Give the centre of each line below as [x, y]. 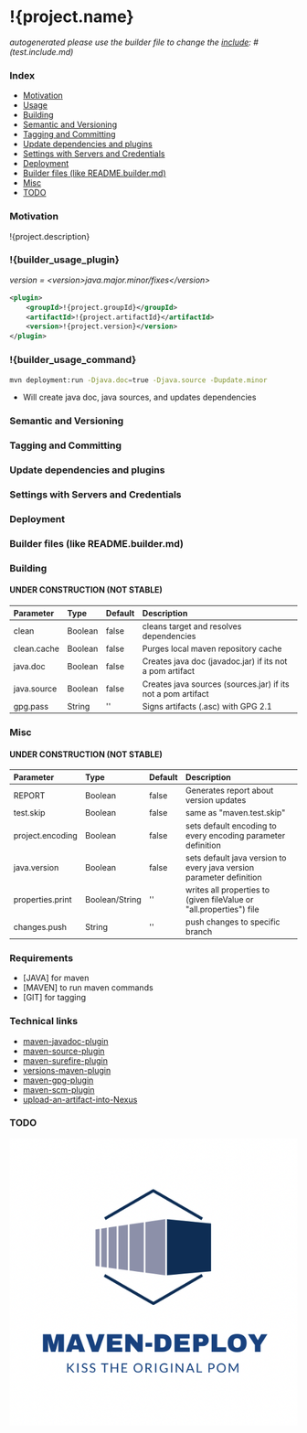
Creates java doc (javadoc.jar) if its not [215, 661]
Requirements [42, 957]
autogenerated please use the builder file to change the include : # [134, 42]
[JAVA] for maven [56, 978]
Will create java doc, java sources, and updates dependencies [139, 397]
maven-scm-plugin [58, 1089]
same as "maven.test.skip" [236, 813]
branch [199, 932]
